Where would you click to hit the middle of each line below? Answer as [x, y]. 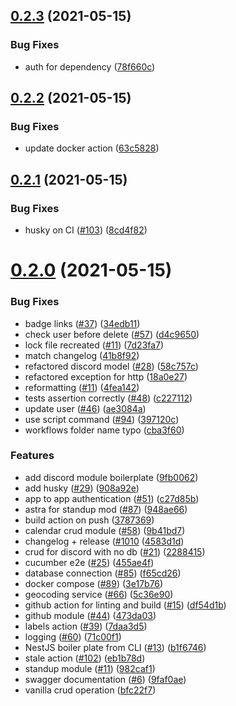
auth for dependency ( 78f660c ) [90, 66]
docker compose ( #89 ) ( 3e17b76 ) [94, 583]
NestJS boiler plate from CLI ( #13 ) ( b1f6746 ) [115, 647]
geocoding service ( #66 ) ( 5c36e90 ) [99, 594]
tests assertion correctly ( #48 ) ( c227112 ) [108, 398]
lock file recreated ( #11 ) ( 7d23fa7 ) [94, 345]
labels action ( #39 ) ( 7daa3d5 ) [86, 626]
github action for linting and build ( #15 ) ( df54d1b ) [125, 605]
